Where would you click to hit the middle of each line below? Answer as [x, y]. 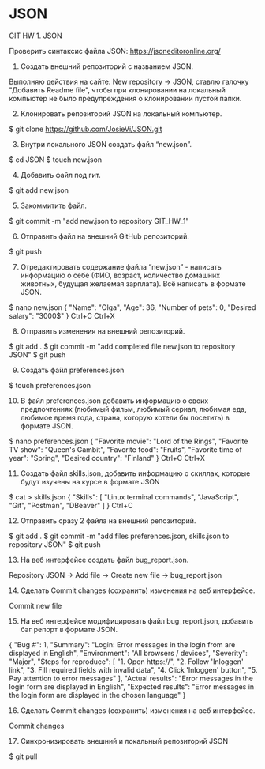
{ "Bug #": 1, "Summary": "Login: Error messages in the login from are [122, 644]
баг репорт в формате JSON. [69, 629]
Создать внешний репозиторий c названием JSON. [107, 66]
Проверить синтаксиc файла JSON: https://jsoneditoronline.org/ [115, 51]
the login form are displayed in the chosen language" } [97, 695]
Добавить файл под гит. [60, 175]
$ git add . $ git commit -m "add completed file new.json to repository [122, 346]
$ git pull [23, 756]
